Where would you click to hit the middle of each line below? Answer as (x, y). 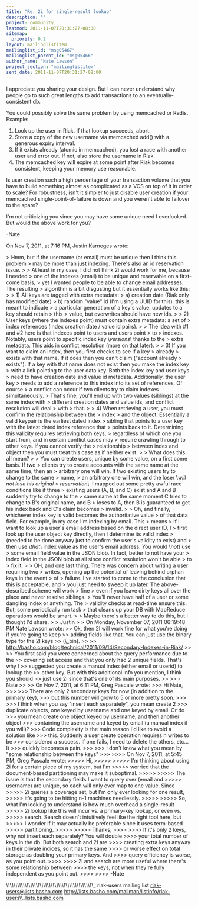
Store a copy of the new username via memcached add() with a (92, 137)
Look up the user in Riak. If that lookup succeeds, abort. (83, 131)
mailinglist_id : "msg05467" (41, 50)
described (19, 591)
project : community (30, 22)
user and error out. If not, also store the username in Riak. (85, 156)
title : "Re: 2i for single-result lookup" (59, 12)
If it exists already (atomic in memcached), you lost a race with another (101, 150)
